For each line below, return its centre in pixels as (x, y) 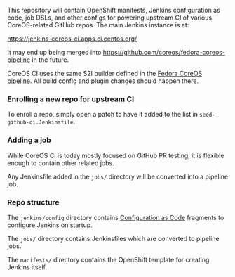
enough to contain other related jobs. (61, 163)
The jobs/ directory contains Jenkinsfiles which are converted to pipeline (113, 238)
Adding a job (29, 140)
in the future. (50, 60)
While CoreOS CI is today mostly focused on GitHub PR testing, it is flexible (116, 155)
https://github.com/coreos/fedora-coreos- (164, 52)
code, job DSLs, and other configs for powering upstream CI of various (110, 18)
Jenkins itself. (27, 267)
